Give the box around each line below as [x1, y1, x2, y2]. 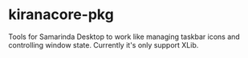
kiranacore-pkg [8, 6, 114, 24]
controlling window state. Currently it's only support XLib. [8, 40, 199, 49]
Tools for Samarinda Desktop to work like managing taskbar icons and [8, 32, 241, 41]
